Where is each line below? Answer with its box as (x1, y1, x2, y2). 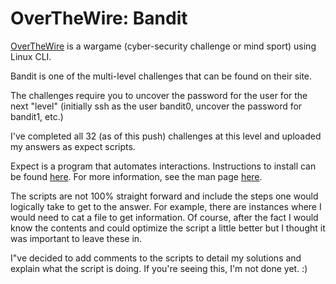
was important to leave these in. (10, 232, 143, 244)
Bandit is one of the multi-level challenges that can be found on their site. (10, 70, 313, 82)
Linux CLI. (10, 50, 52, 62)
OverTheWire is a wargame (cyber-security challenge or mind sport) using (10, 40, 317, 52)
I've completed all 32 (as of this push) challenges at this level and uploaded (10, 130, 322, 142)
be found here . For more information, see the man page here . (10, 170, 263, 182)
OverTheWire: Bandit (10, 7, 188, 30)
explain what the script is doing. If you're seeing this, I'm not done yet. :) (10, 262, 308, 274)
